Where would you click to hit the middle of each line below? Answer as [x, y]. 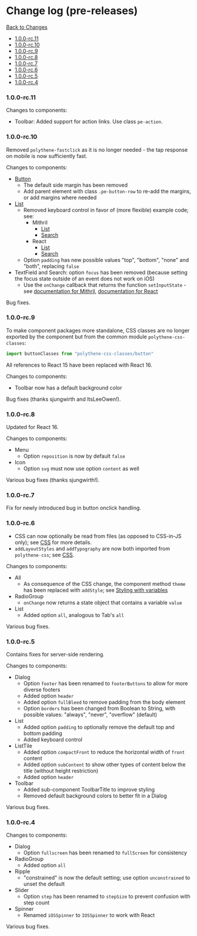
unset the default [44, 884]
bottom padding [43, 733]
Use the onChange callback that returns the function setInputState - [105, 285]
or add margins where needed [60, 197]
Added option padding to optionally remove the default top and [99, 727]
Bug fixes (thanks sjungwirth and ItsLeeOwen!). [64, 399]
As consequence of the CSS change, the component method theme [104, 583]
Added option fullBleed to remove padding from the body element [104, 702]
